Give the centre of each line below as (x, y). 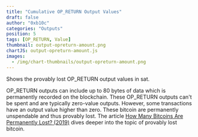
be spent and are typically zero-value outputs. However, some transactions (99, 103)
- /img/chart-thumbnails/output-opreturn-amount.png (79, 62)
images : (16, 56)
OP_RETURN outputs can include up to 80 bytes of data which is (86, 90)
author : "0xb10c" (28, 23)
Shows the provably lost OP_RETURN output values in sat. (78, 79)
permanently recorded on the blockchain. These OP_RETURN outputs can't (99, 97)
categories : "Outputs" (34, 28)
